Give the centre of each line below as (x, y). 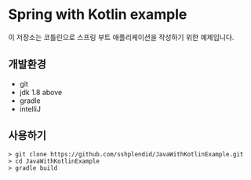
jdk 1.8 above (41, 92)
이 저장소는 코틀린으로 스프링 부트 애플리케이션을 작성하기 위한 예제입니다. (121, 37)
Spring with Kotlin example (98, 15)
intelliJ (30, 108)
